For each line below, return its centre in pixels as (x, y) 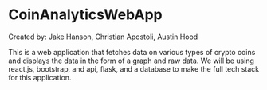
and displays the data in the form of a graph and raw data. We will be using (132, 61)
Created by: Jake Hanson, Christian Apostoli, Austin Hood (103, 37)
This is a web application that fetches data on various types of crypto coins (132, 52)
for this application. (40, 77)
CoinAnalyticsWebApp (86, 15)
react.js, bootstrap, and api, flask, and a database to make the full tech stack (134, 68)
